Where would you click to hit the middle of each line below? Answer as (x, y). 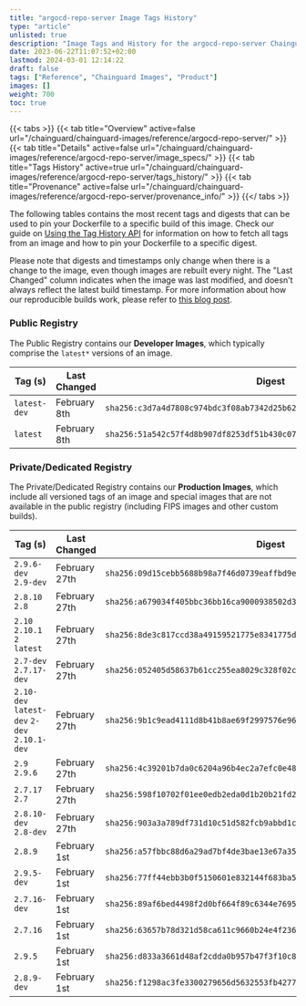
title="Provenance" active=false (69, 187)
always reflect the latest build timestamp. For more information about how (148, 290)
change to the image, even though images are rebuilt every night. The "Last (151, 271)
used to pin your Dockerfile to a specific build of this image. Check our (142, 223)
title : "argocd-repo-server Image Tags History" (103, 18)
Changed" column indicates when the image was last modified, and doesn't (151, 280)
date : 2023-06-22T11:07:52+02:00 (73, 52)
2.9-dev (31, 582)
